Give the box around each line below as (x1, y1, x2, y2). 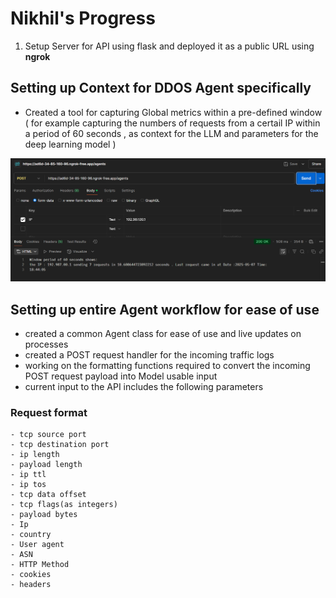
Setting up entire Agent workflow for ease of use (10, 301, 320, 318)
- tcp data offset (10, 490, 87, 500)
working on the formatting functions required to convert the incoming (24, 359, 311, 371)
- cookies (10, 570, 52, 580)
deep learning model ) (24, 138, 117, 150)
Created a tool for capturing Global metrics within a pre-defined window (24, 106, 323, 118)
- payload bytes (10, 510, 78, 520)
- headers (10, 580, 52, 590)
